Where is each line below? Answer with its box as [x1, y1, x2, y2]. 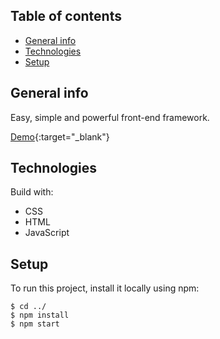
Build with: [10, 186, 54, 198]
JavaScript [24, 227, 70, 239]
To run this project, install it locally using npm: [10, 282, 200, 294]
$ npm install [10, 310, 70, 321]
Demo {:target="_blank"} [10, 130, 110, 143]
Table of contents [10, 8, 122, 25]
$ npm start [10, 319, 60, 329]
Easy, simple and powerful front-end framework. [10, 111, 210, 123]
